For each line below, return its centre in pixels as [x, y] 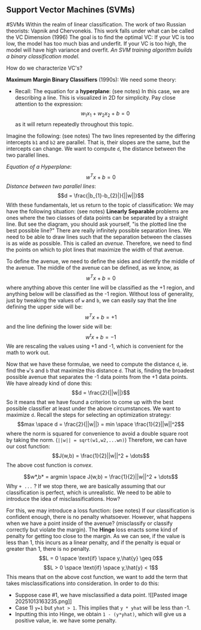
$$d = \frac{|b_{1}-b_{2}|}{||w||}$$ [101, 196]
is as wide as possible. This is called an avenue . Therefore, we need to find [99, 243]
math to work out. [28, 353]
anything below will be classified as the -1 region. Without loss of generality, [100, 294]
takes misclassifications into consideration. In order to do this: [83, 583]
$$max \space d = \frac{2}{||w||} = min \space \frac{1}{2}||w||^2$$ [101, 424]
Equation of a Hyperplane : [39, 166]
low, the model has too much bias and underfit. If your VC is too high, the [96, 43]
